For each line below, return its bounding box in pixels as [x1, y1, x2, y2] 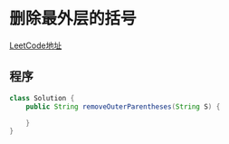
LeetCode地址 [9, 40, 62, 51]
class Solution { [9, 93, 75, 102]
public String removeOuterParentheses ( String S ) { [25, 101, 221, 111]
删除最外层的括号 [9, 8, 138, 29]
